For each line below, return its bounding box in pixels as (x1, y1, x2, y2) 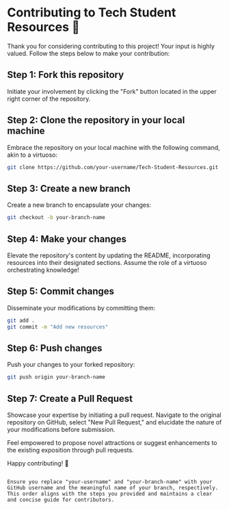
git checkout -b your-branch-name (7, 214, 106, 221)
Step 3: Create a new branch (7, 183, 131, 194)
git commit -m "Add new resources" (7, 323, 109, 330)
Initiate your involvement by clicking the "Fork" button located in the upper (7, 87, 217, 95)
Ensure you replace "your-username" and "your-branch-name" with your (7, 479, 213, 485)
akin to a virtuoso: (7, 151, 58, 159)
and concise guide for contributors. (7, 496, 115, 503)
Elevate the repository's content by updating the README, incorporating (7, 251, 211, 259)
